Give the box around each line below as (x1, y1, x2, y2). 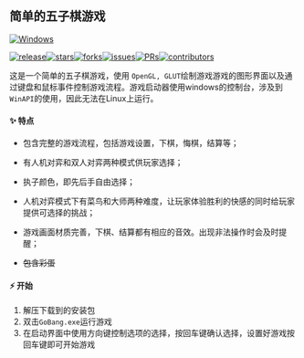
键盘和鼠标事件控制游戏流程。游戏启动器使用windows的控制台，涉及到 (16, 81, 283, 92)
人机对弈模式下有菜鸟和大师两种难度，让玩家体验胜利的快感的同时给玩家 (22, 195, 295, 207)
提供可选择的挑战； (22, 207, 96, 218)
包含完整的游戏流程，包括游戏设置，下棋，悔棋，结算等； (22, 138, 239, 149)
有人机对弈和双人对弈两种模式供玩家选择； (22, 157, 183, 168)
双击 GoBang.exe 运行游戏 (22, 316, 112, 327)
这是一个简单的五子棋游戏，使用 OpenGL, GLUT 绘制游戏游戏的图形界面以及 (9, 69, 285, 80)
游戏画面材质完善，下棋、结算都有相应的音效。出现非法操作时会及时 (22, 226, 279, 237)
